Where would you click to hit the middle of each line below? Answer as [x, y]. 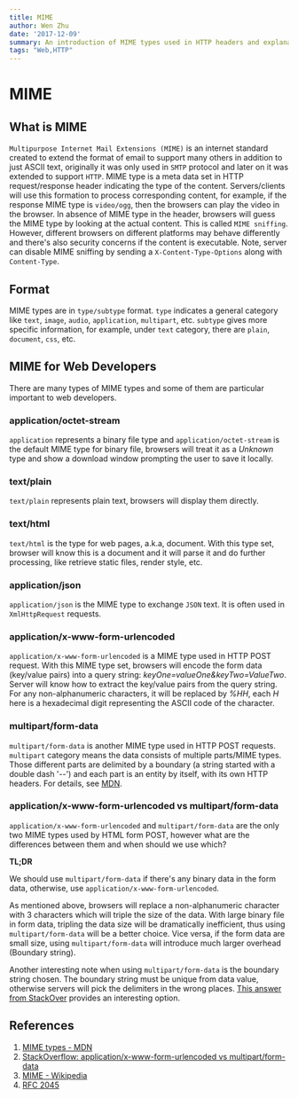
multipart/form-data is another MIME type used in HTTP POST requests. [143, 745]
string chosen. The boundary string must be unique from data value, [134, 979]
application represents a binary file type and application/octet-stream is [145, 440]
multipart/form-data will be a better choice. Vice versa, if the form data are [147, 933]
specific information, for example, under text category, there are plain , [140, 329]
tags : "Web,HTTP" [41, 51]
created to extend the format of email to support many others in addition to [146, 158]
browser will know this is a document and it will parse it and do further [137, 553]
